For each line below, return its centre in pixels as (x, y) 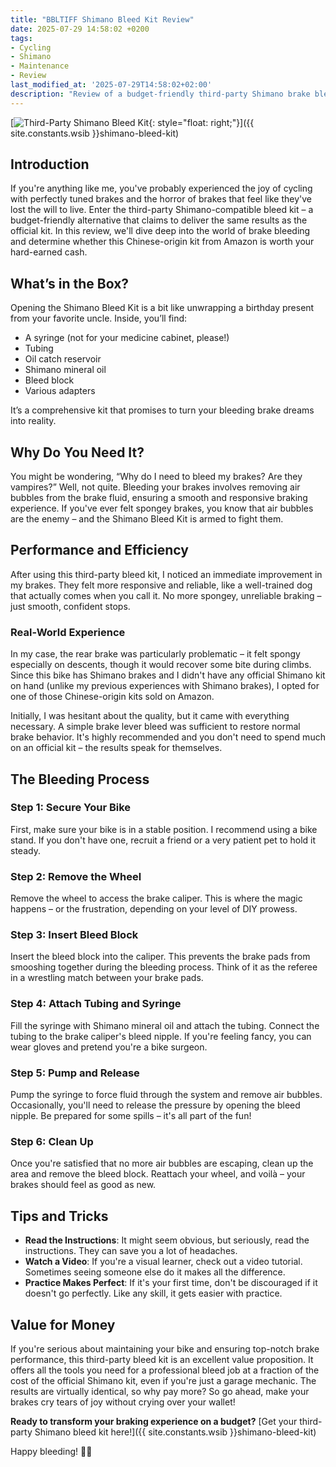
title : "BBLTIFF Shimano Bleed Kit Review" (102, 19)
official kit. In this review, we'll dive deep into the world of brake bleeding (160, 231)
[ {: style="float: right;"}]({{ (132, 122)
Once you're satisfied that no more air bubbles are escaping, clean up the (162, 1163)
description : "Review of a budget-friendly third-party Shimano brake (160, 94)
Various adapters (60, 391)
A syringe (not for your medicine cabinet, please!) (127, 338)
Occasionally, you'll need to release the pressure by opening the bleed (155, 1105)
